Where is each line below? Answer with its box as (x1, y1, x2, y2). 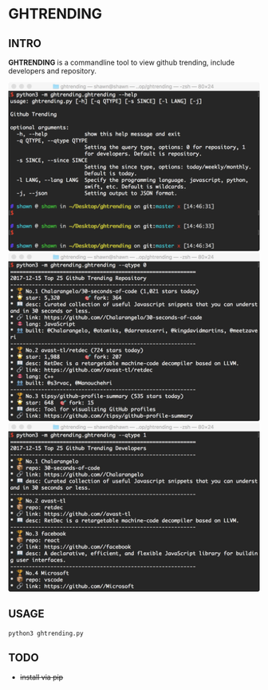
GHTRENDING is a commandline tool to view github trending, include (8, 57, 235, 67)
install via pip (19, 672, 64, 682)
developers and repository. (8, 66, 97, 76)
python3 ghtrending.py (8, 629, 84, 637)
